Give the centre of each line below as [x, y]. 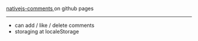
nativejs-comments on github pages [50, 8]
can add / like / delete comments [55, 25]
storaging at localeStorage [47, 31]
